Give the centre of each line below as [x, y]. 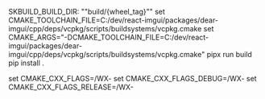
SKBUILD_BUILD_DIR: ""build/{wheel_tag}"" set [87, 12]
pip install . [26, 63]
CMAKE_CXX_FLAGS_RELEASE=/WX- [71, 87]
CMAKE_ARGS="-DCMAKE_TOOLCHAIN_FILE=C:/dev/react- [109, 37]
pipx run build [229, 54]
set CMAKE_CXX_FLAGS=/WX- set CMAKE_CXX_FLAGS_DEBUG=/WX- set [132, 78]
